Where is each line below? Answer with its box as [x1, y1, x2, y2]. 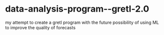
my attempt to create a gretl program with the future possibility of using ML [5, 19, 159, 25]
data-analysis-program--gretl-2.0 [5, 3, 150, 15]
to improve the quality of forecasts [5, 24, 76, 30]
